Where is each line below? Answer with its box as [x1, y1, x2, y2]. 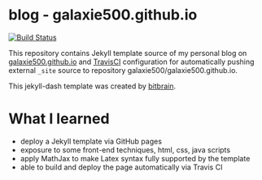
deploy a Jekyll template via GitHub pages [20, 136, 163, 146]
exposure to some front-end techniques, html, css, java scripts [20, 144, 230, 155]
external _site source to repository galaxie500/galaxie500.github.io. [8, 65, 238, 75]
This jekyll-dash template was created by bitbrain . [8, 81, 177, 91]
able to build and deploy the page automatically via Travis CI [20, 162, 223, 172]
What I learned [8, 109, 110, 128]
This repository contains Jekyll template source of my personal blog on [8, 48, 247, 58]
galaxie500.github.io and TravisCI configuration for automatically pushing [8, 57, 255, 66]
